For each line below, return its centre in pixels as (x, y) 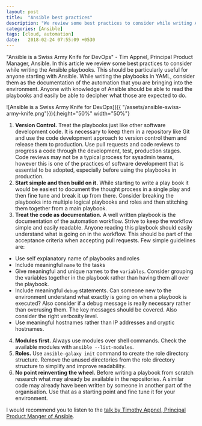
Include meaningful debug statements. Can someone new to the (93, 290)
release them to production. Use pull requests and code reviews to (97, 144)
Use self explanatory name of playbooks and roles (77, 258)
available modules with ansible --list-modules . (74, 347)
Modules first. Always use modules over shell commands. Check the (100, 340)
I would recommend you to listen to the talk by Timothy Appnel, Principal (96, 410)
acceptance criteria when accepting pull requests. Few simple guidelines (105, 240)
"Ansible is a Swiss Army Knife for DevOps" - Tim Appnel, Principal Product (100, 57)
